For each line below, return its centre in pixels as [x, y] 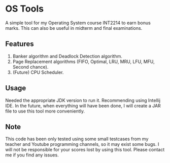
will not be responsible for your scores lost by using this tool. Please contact [85, 150]
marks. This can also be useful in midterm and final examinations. [74, 28]
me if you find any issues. [32, 155]
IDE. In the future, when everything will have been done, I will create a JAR [83, 105]
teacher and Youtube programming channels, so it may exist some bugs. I [82, 144]
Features [20, 44]
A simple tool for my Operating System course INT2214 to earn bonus [78, 23]
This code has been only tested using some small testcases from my [77, 139]
